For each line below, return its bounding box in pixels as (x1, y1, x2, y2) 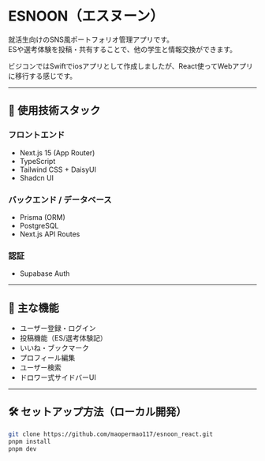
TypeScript (19, 156, 56, 165)
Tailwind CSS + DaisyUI (19, 165, 97, 174)
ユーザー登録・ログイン (19, 324, 96, 333)
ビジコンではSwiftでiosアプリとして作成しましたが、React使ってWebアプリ (8, 61, 254, 71)
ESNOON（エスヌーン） (8, 7, 164, 25)
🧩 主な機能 (8, 301, 59, 314)
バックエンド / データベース (8, 194, 112, 205)
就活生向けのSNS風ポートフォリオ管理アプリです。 (8, 35, 174, 44)
